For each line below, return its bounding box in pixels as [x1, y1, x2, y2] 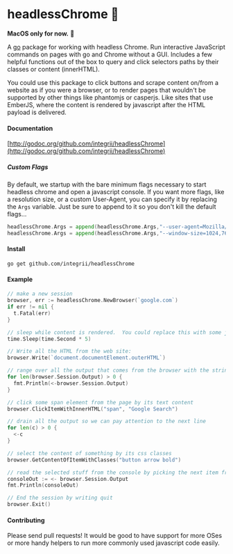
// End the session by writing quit [7, 494, 113, 502]
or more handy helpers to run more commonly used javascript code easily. [7, 539, 220, 547]
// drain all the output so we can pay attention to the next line [7, 418, 207, 425]
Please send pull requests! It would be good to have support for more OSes [7, 532, 223, 540]
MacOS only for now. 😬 [7, 29, 75, 38]
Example [7, 275, 33, 283]
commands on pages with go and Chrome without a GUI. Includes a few [7, 50, 213, 58]
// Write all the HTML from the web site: [7, 348, 132, 355]
